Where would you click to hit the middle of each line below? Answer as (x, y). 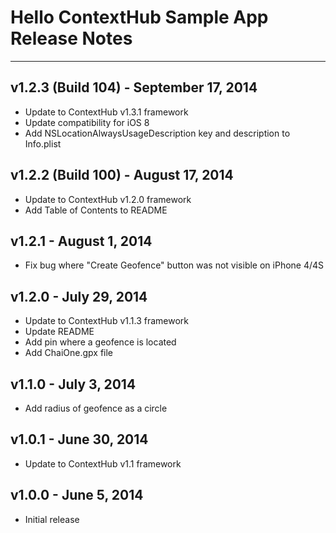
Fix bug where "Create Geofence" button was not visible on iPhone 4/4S (174, 265)
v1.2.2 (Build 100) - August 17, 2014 (122, 175)
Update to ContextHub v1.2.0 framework (108, 199)
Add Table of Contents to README (96, 210)
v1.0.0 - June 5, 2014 (77, 495)
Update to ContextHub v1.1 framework (103, 463)
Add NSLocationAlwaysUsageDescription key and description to (157, 133)
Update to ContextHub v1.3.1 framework (106, 112)
